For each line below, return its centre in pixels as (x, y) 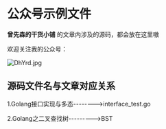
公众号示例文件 (49, 14)
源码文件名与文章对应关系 (61, 86)
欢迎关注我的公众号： (37, 49)
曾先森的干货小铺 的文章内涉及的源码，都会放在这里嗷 (83, 34)
